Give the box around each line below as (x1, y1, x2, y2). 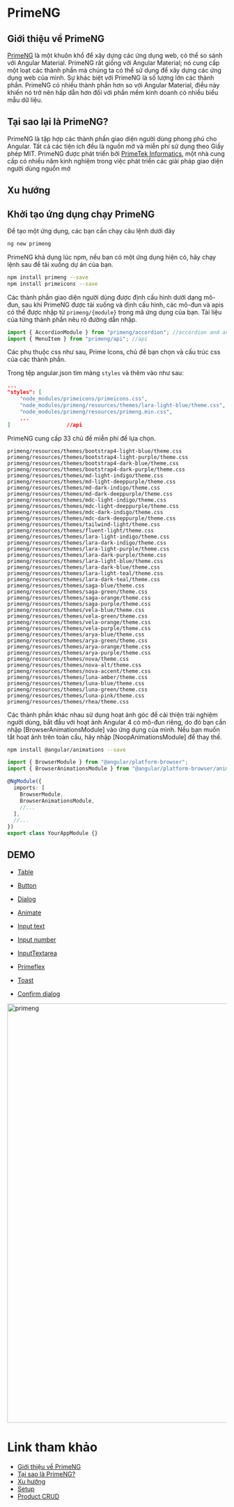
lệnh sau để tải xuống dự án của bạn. (7, 260, 114, 268)
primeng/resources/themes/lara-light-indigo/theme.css (7, 533, 170, 540)
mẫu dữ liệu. (7, 96, 43, 104)
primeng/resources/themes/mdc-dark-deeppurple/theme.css (7, 515, 176, 522)
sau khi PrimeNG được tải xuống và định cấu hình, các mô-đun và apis (22, 300, 224, 309)
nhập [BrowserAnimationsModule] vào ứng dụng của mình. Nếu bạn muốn (7, 725, 221, 734)
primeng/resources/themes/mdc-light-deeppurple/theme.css (7, 502, 179, 509)
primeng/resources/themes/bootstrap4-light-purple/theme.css (7, 453, 189, 460)
